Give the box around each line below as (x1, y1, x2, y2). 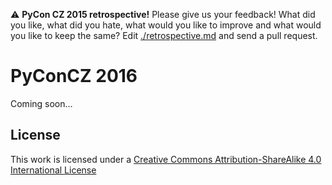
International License (10, 164, 97, 176)
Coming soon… (10, 97, 73, 109)
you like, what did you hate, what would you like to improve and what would (10, 19, 322, 31)
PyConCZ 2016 (10, 65, 138, 88)
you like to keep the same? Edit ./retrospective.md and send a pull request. (10, 30, 318, 41)
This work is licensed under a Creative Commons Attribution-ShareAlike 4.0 (10, 153, 322, 165)
